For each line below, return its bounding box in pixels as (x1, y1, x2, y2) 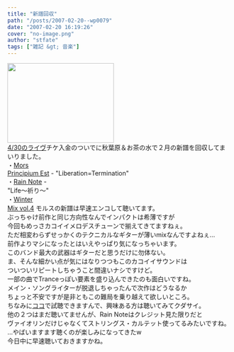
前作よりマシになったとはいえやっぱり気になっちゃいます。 (7, 239, 181, 248)
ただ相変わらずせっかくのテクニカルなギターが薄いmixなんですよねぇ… (7, 231, 216, 239)
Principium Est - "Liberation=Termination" (7, 169, 130, 177)
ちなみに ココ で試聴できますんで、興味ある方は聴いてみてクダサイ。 (7, 302, 206, 310)
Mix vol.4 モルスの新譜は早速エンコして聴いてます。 (7, 204, 160, 212)
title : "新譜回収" (7, 10, 58, 18)
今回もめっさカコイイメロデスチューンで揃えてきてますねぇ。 (7, 222, 186, 230)
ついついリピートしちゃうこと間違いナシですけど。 (7, 266, 157, 274)
